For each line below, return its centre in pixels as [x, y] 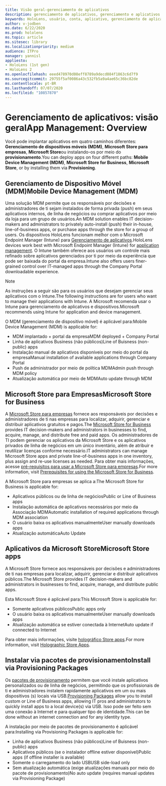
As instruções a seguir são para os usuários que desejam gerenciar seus [79, 291]
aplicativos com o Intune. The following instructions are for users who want [81, 296]
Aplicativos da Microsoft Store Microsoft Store [77, 549]
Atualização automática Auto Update [49, 533]
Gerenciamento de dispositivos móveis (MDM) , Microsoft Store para [77, 147]
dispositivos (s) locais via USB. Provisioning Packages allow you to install [79, 696]
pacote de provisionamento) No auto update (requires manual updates [83, 773]
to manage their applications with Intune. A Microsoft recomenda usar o [78, 302]
